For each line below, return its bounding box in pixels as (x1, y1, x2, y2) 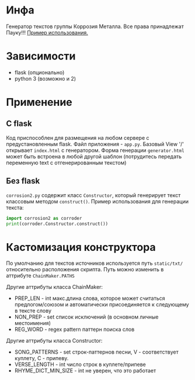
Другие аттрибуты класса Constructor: (6, 337, 103, 344)
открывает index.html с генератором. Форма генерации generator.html (6, 147, 185, 154)
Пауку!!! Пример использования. (6, 29, 89, 36)
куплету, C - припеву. (14, 355, 69, 362)
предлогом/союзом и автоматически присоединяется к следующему (14, 301, 189, 308)
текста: (6, 204, 25, 211)
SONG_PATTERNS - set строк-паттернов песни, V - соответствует (14, 348, 179, 355)
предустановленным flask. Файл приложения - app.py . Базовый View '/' (6, 140, 184, 147)
